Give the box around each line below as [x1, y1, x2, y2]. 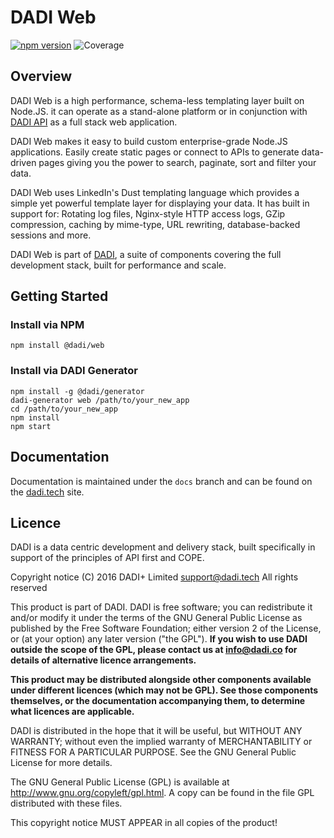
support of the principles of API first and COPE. [10, 552, 205, 564]
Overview [10, 68, 73, 85]
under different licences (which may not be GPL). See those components [10, 684, 318, 696]
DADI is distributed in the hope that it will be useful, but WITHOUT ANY [10, 725, 303, 737]
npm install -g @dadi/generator [10, 386, 145, 396]
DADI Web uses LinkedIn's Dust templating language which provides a [10, 186, 300, 198]
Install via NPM [10, 318, 85, 332]
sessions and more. [10, 229, 92, 241]
